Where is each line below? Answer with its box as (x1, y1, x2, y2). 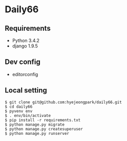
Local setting (5, 86, 47, 95)
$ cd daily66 (5, 104, 33, 109)
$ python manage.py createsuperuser (5, 126, 83, 131)
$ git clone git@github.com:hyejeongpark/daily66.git (5, 100, 122, 105)
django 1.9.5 (12, 43, 38, 49)
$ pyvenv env (5, 108, 33, 113)
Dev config (5, 58, 40, 66)
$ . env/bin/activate (5, 113, 51, 118)
